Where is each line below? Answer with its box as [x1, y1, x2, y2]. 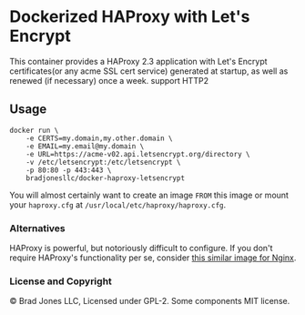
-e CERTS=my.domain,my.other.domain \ [25, 134, 173, 143]
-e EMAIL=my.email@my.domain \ [25, 141, 145, 151]
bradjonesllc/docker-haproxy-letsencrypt [25, 173, 185, 183]
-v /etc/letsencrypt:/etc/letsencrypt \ [25, 157, 181, 167]
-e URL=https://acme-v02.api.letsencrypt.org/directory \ [25, 149, 250, 158]
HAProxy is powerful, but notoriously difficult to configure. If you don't [9, 243, 273, 254]
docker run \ [9, 126, 59, 135]
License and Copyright [9, 275, 112, 288]
